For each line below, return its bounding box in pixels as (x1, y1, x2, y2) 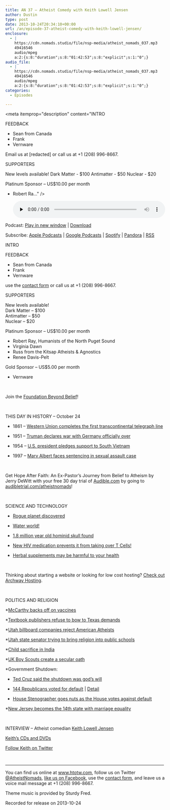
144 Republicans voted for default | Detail (12, 686, 99, 692)
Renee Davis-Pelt (12, 354, 49, 360)
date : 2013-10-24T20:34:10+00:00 (5, 21, 76, 27)
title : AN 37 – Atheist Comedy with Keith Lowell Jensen (5, 7, 128, 13)
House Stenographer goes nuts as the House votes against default (12, 696, 152, 702)
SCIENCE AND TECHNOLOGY (5, 503, 67, 509)
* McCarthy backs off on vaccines (5, 607, 76, 613)
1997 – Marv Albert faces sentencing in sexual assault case (12, 453, 137, 459)
